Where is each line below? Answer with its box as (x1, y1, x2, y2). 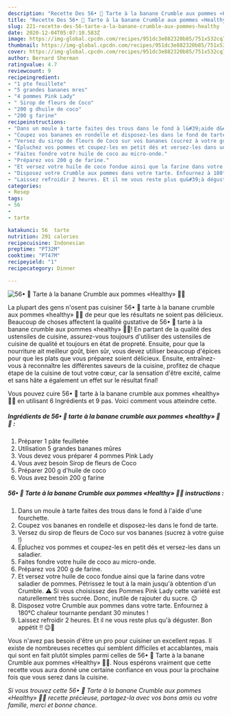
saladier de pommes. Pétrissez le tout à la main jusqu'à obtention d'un (17, 579, 217, 588)
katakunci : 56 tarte (8, 227, 70, 233)
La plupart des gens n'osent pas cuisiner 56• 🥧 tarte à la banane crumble (8, 303, 215, 311)
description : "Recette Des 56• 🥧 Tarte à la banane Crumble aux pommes (8, 10, 217, 17)
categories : (8, 183, 42, 189)
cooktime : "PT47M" (8, 252, 60, 259)
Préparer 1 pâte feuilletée (17, 437, 88, 445)
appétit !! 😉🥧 (17, 623, 56, 632)
